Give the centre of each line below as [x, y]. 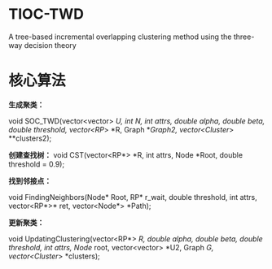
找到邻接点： [30, 180]
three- [244, 37]
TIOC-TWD [46, 14]
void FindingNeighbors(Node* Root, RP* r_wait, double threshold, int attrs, [133, 197]
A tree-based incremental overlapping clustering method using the [120, 37]
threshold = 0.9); [37, 164]
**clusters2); [30, 138]
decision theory [50, 45]
